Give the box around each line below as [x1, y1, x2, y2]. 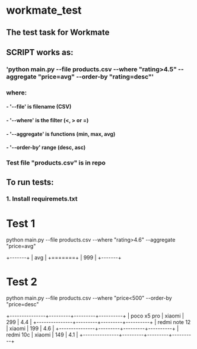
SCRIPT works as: [6, 47, 74, 57]
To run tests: [6, 177, 54, 187]
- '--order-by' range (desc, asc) [6, 144, 86, 151]
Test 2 [6, 275, 37, 288]
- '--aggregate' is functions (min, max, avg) [6, 130, 116, 137]
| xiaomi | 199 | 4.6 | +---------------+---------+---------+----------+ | [6, 325, 179, 332]
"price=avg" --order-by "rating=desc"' [37, 72, 154, 81]
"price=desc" [6, 301, 39, 308]
